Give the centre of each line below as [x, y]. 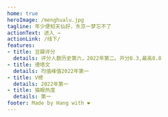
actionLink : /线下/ [34, 39]
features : [21, 45]
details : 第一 [32, 97]
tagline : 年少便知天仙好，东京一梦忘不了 [59, 26]
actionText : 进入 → [34, 33]
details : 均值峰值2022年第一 [51, 71]
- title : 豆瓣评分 [32, 52]
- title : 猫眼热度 [32, 90]
